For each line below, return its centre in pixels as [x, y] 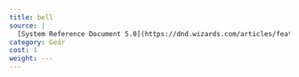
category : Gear [37, 42]
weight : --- [31, 58]
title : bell [31, 17]
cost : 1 [24, 50]
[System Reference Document [69, 34]
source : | [28, 26]
